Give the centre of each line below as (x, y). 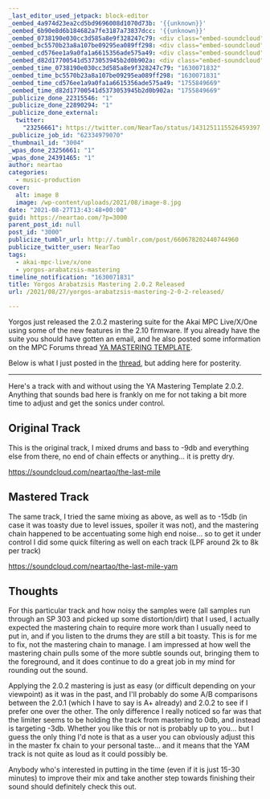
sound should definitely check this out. (72, 787)
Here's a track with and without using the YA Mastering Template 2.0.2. (126, 386)
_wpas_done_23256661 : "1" (51, 150)
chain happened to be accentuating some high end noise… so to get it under (135, 533)
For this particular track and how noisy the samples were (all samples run (129, 610)
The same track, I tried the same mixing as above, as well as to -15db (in (128, 516)
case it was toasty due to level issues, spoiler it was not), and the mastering (133, 525)
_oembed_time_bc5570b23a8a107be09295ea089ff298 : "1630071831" (115, 75)
